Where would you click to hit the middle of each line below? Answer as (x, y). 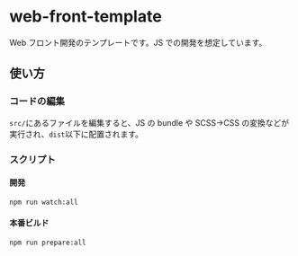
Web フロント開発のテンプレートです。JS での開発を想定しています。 (138, 42)
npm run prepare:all (48, 243)
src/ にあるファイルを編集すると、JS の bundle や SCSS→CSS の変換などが (149, 122)
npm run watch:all (44, 202)
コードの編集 (37, 102)
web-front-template (86, 17)
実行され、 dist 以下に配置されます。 (77, 134)
